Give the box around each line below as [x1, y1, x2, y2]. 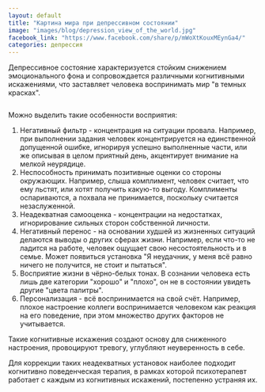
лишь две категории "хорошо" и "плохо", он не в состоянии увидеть [19, 277, 252, 287]
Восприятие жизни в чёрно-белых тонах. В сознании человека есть [19, 268, 251, 278]
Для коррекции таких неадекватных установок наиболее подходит [8, 358, 236, 368]
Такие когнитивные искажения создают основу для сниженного [8, 334, 227, 344]
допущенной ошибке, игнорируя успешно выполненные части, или [19, 143, 248, 152]
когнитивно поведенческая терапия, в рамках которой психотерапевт [8, 367, 247, 376]
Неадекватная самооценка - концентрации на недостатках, [19, 210, 223, 219]
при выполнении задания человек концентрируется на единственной [19, 134, 256, 143]
